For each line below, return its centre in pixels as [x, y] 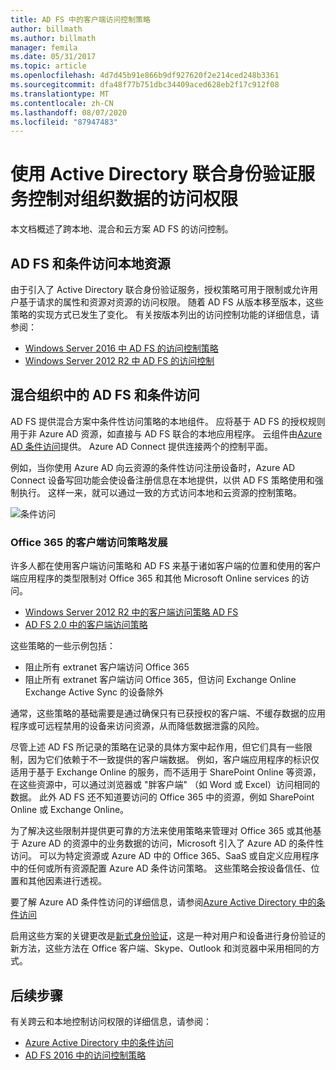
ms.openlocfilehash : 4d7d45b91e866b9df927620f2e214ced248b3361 [145, 76]
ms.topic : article [48, 66]
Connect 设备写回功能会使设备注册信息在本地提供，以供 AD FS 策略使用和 [162, 480]
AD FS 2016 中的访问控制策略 [85, 1055]
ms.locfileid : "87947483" [64, 122]
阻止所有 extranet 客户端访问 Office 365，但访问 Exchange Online [160, 680]
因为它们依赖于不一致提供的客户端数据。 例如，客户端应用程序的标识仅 [173, 760]
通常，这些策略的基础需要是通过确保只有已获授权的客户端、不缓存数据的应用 [168, 713]
